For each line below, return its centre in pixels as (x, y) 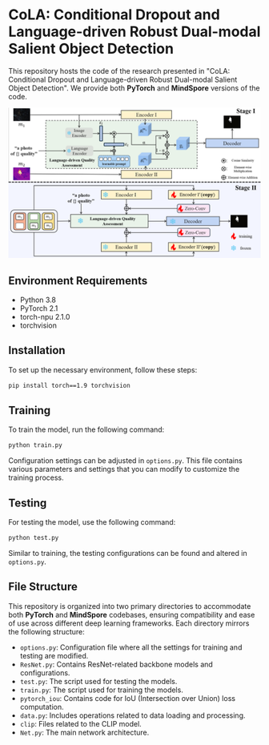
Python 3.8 (38, 300)
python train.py (35, 445)
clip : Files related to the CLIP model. (80, 723)
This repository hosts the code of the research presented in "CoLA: (119, 70)
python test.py (34, 538)
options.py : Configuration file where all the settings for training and (131, 647)
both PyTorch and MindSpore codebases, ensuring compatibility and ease (132, 614)
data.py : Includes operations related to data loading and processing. (132, 715)
